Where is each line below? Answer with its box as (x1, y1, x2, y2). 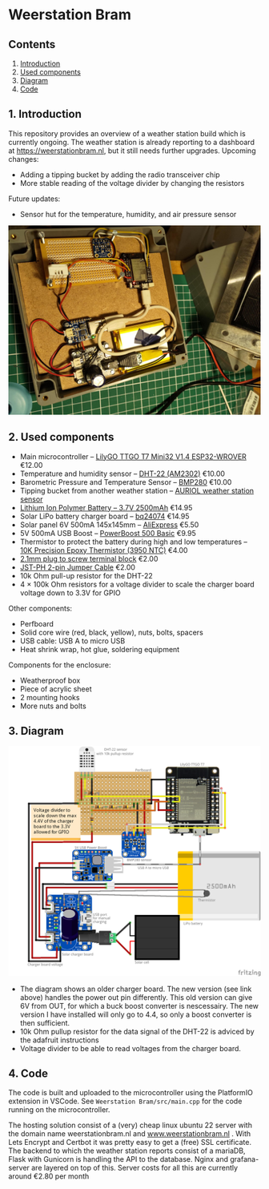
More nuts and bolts (19, 701, 86, 711)
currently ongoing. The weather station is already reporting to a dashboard (8, 137, 255, 147)
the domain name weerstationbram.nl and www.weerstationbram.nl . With (8, 1129, 251, 1139)
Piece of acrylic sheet (19, 683, 92, 694)
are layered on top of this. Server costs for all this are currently (31, 1163, 239, 1173)
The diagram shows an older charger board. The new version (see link (19, 984, 252, 994)
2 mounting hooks (19, 692, 80, 702)
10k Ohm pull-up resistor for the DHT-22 (19, 570, 154, 580)
